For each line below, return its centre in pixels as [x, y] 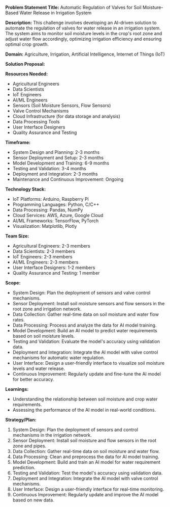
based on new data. [33, 500]
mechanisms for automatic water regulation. [59, 358]
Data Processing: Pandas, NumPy [48, 210]
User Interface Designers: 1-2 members [54, 268]
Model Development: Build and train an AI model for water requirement [87, 462]
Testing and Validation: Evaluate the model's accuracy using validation [86, 341]
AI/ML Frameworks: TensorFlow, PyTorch [56, 221]
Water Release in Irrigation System [56, 13]
